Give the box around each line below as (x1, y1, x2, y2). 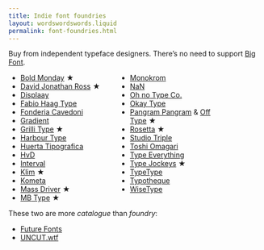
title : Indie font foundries (8, 11, 107, 20)
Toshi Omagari (129, 142, 179, 152)
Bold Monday (19, 73, 65, 83)
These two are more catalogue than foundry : (8, 209, 158, 219)
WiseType (129, 185, 163, 194)
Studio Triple (129, 133, 173, 143)
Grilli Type (19, 124, 54, 134)
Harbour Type (19, 133, 67, 143)
